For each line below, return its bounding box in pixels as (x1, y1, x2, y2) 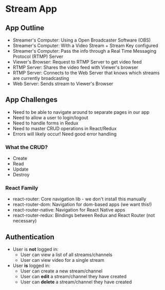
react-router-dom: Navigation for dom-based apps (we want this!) (12, 201, 152, 208)
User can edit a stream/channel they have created (20, 274, 127, 280)
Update (12, 166, 29, 172)
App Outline (5, 24, 45, 32)
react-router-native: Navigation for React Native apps (12, 207, 126, 213)
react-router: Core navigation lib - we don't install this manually (12, 196, 147, 202)
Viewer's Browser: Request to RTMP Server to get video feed (12, 59, 142, 65)
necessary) (12, 218, 37, 224)
